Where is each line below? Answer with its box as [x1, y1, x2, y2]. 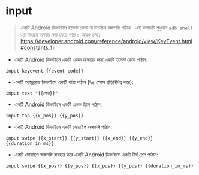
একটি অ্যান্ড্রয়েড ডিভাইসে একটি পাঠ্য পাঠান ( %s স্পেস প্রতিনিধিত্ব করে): [14, 78, 134, 85]
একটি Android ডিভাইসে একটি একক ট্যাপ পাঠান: [14, 101, 102, 108]
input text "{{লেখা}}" [5, 90, 58, 96]
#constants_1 [20, 44, 52, 51]
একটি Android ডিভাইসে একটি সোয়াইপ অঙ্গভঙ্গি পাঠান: [14, 123, 112, 130]
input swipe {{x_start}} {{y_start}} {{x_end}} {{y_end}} [5, 135, 153, 141]
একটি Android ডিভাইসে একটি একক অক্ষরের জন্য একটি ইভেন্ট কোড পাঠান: [14, 56, 148, 63]
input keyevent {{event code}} [5, 68, 84, 74]
